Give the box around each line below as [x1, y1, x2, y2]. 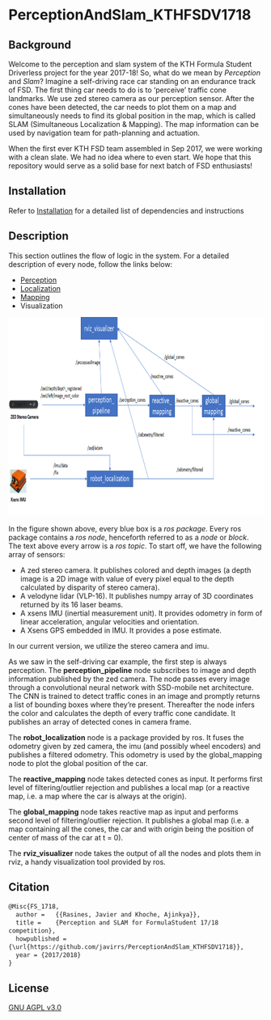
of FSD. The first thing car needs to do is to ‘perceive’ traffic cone [8, 85, 227, 95]
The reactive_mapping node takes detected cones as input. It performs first [8, 774, 263, 784]
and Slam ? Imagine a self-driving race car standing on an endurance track [8, 77, 256, 86]
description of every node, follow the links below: [8, 259, 173, 269]
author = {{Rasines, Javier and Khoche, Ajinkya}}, [15, 911, 201, 919]
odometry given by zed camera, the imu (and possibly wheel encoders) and [8, 741, 261, 751]
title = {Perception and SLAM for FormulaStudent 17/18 [15, 919, 219, 927]
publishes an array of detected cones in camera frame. [8, 717, 192, 726]
